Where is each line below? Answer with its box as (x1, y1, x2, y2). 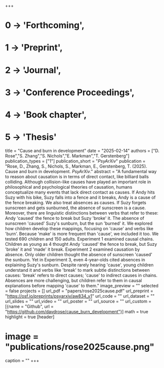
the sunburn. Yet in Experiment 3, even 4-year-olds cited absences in (5, 257, 145, 262)
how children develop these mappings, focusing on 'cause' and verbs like (5, 225, 154, 231)
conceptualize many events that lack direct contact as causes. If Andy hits (5, 189, 155, 195)
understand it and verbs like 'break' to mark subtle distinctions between (5, 267, 150, 273)
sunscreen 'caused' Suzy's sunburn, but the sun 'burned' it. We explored (5, 220, 153, 226)
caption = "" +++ (5, 357, 40, 363)
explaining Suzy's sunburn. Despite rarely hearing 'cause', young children (5, 262, 154, 268)
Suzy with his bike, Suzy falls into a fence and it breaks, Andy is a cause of (5, 194, 156, 200)
